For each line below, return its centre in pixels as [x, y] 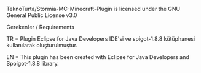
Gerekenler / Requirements [41, 27]
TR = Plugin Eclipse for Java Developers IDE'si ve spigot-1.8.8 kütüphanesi [101, 39]
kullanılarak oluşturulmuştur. [42, 45]
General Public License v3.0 [42, 15]
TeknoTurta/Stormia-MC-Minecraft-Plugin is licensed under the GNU [93, 9]
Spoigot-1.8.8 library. [33, 64]
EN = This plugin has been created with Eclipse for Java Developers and [98, 57]
